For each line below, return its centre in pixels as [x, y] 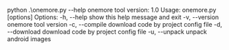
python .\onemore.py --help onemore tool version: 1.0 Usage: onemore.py [112, 10]
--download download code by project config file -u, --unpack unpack [107, 32]
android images [29, 39]
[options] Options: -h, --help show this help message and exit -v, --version [113, 17]
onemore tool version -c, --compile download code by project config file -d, [115, 24]
